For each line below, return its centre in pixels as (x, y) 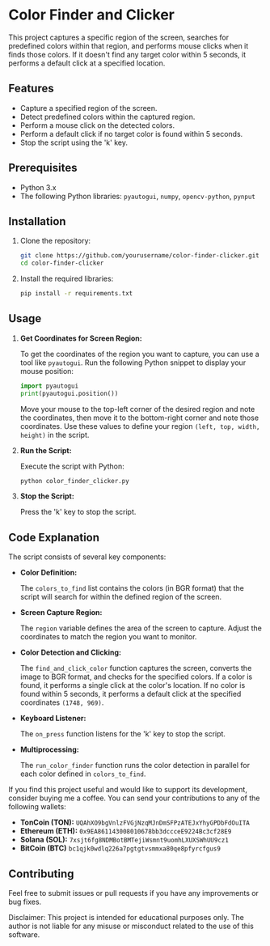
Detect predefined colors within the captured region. (108, 117)
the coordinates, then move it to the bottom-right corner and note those (139, 418)
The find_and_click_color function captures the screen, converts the (136, 668)
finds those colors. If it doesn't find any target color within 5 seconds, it (127, 54)
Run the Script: (46, 450)
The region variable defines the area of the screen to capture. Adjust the (141, 628)
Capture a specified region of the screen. (89, 108)
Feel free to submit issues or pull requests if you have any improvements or (133, 893)
